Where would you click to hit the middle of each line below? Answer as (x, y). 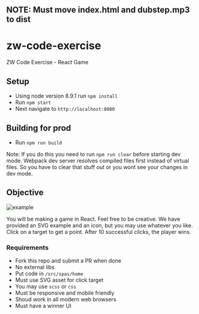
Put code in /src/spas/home (49, 274)
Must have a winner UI (43, 306)
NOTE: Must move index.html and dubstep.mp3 (98, 10)
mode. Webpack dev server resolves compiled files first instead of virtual (98, 161)
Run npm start (33, 102)
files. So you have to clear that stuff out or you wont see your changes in (97, 167)
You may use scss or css (46, 287)
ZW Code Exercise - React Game (48, 62)
